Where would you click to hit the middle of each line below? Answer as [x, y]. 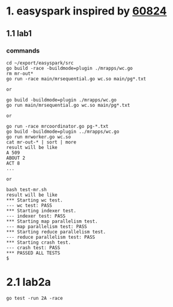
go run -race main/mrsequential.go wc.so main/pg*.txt [76, 79]
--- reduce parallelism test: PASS [51, 237]
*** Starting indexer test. [41, 210]
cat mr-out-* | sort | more [41, 142]
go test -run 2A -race [35, 298]
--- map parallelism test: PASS [47, 226]
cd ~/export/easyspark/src [40, 63]
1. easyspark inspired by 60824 [86, 11]
